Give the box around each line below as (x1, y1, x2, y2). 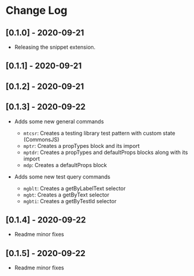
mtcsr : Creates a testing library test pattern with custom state (23, 129, 175, 136)
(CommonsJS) (23, 136, 60, 143)
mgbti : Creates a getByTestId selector (23, 197, 117, 204)
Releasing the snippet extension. (14, 43, 96, 51)
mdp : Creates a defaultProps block (23, 161, 107, 168)
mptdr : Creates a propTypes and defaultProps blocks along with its (23, 149, 188, 156)
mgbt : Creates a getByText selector (23, 191, 110, 198)
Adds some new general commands (14, 118, 104, 125)
